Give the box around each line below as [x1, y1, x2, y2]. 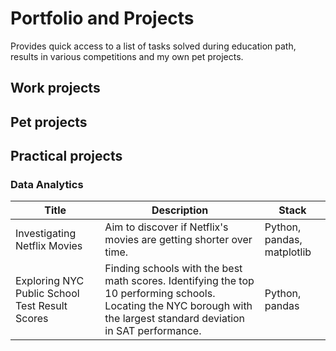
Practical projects [10, 148, 123, 165]
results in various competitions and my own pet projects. [10, 50, 244, 62]
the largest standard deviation [104, 312, 246, 326]
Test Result [15, 299, 68, 313]
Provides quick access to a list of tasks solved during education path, [10, 40, 297, 52]
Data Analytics [10, 178, 84, 192]
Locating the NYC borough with [104, 299, 253, 313]
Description [151, 203, 209, 217]
